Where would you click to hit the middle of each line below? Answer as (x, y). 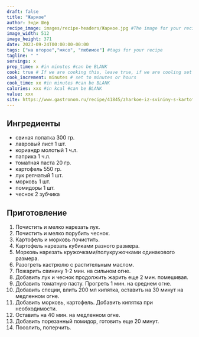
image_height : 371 (29, 39)
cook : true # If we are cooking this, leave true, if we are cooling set (99, 72)
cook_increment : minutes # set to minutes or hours (71, 77)
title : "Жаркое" (27, 17)
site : (13, 99)
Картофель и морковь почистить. (57, 239)
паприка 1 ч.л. (33, 157)
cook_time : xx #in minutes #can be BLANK (58, 83)
